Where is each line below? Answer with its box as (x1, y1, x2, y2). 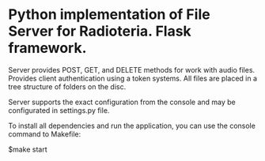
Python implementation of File (8, 6, 211, 24)
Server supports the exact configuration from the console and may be (8, 97, 236, 107)
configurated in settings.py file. (8, 105, 110, 115)
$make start (8, 144, 47, 154)
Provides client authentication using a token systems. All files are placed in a (8, 73, 258, 83)
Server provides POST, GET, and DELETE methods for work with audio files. (8, 65, 256, 74)
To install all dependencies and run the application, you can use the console (8, 121, 256, 130)
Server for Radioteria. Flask (8, 22, 191, 40)
